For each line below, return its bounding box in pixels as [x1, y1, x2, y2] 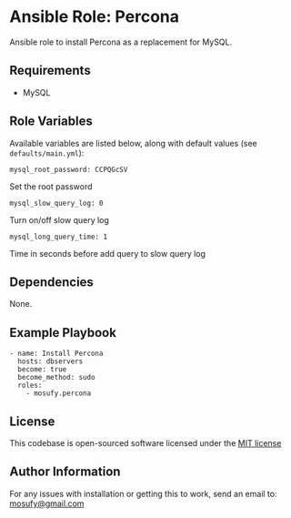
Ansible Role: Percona [9, 6, 180, 27]
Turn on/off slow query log [9, 214, 109, 225]
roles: [17, 381, 43, 391]
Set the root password [9, 180, 93, 192]
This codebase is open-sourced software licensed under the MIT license [9, 438, 282, 448]
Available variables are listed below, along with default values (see [9, 137, 257, 148]
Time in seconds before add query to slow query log [9, 248, 206, 259]
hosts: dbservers [17, 357, 84, 366]
